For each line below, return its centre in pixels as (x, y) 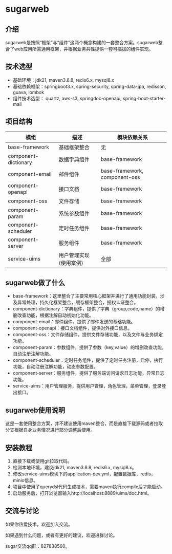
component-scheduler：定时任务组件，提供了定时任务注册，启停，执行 (88, 360)
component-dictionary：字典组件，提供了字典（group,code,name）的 (86, 309)
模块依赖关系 (133, 137)
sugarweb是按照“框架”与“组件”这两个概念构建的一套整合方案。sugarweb (82, 42)
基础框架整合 (74, 147)
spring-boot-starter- (144, 98)
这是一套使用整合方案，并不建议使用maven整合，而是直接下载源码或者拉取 (84, 423)
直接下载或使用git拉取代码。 (42, 461)
